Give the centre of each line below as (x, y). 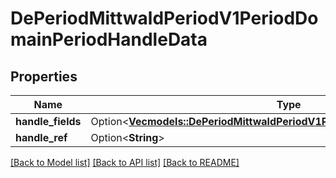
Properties (44, 76)
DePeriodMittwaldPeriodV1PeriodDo (164, 18)
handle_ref (41, 137)
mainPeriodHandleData (109, 39)
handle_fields (48, 121)
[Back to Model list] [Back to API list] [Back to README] (125, 162)
